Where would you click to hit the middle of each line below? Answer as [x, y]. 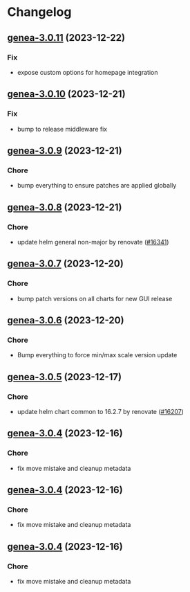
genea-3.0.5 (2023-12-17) [65, 377]
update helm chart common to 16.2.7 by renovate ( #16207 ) [101, 412]
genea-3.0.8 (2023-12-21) [65, 207]
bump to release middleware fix [62, 129]
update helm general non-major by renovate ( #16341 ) [93, 242]
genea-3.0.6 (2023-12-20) [66, 320]
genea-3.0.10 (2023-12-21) [66, 94]
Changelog [39, 12]
